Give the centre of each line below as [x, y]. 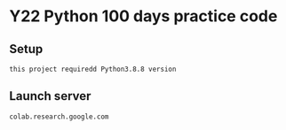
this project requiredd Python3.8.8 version [93, 69]
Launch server [50, 96]
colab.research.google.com [59, 117]
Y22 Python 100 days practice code [143, 16]
